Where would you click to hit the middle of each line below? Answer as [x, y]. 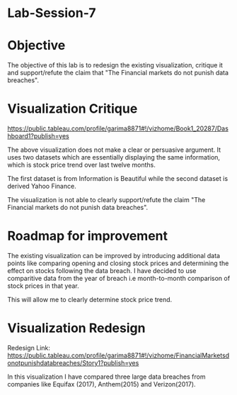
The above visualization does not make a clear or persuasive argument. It [114, 150]
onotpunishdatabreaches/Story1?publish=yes [73, 362]
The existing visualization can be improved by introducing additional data [114, 256]
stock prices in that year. [43, 286]
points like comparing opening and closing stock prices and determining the [118, 263]
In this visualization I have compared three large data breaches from [106, 377]
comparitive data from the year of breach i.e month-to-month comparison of [119, 278]
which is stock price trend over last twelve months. [81, 165]
